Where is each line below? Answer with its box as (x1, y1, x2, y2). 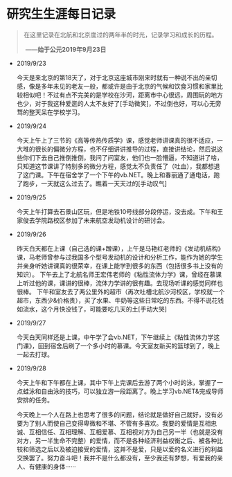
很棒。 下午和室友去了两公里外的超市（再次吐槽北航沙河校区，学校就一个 (16, 287, 225, 296)
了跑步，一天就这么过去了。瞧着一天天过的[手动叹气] (16, 179, 168, 188)
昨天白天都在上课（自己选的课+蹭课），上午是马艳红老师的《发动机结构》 (16, 244, 224, 253)
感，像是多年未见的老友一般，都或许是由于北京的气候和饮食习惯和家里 (16, 82, 217, 90)
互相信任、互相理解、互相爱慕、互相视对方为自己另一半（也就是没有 (28, 427, 223, 436)
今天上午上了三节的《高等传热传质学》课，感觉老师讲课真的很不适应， (16, 136, 217, 144)
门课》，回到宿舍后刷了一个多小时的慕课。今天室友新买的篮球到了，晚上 (16, 341, 220, 350)
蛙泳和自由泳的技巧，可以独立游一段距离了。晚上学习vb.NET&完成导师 (22, 387, 224, 395)
